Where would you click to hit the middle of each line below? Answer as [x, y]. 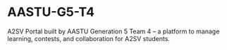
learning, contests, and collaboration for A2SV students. [89, 38]
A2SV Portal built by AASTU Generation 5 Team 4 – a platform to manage [114, 31]
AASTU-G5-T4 [51, 12]
